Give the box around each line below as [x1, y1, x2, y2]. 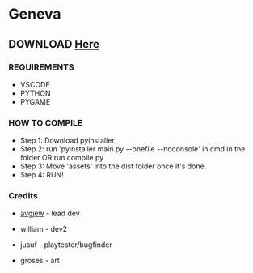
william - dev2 [19, 224, 68, 234]
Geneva [8, 5, 62, 23]
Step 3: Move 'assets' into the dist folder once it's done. [19, 161, 207, 171]
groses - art [19, 256, 61, 266]
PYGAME [19, 96, 51, 106]
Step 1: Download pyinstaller [19, 135, 115, 146]
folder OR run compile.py [19, 153, 104, 163]
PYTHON [19, 88, 51, 98]
